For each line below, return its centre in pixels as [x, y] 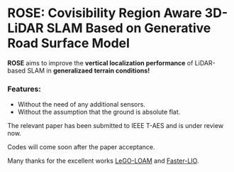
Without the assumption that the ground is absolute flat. [99, 112]
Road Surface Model [68, 43]
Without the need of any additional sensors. [81, 104]
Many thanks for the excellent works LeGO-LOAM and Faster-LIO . [103, 161]
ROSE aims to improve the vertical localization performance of [100, 63]
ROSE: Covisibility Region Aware [105, 13]
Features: [24, 89]
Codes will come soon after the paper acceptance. [81, 147]
